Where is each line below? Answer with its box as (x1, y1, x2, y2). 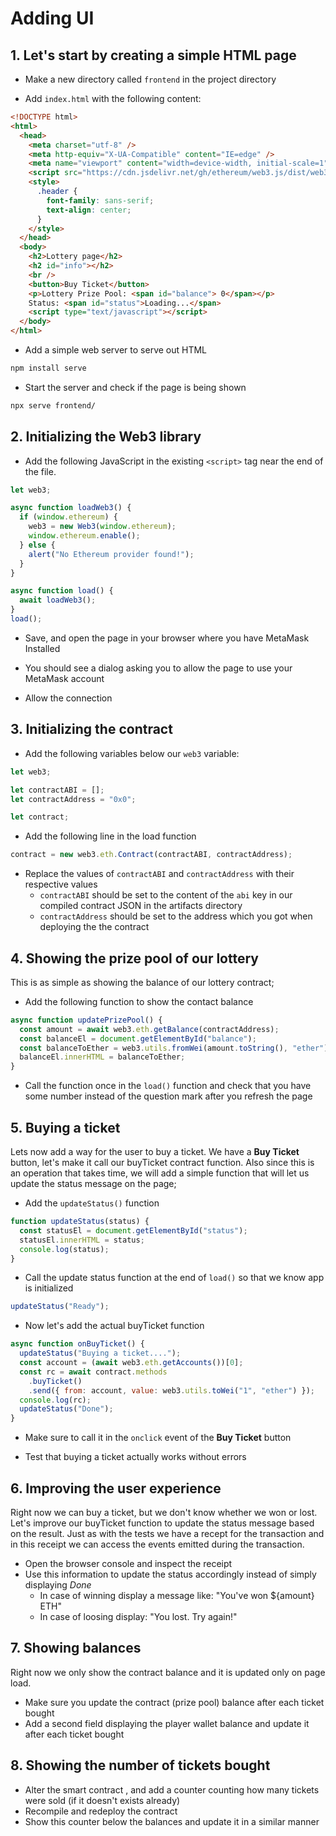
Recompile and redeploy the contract (24, 1805, 178, 1817)
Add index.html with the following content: (24, 93, 202, 104)
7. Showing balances (10, 1640, 142, 1657)
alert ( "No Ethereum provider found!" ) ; (28, 549, 195, 559)
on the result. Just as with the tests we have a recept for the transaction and (10, 1527, 325, 1539)
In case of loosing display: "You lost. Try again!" (39, 1610, 238, 1622)
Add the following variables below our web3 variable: (24, 747, 240, 759)
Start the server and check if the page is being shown (24, 381, 247, 393)
